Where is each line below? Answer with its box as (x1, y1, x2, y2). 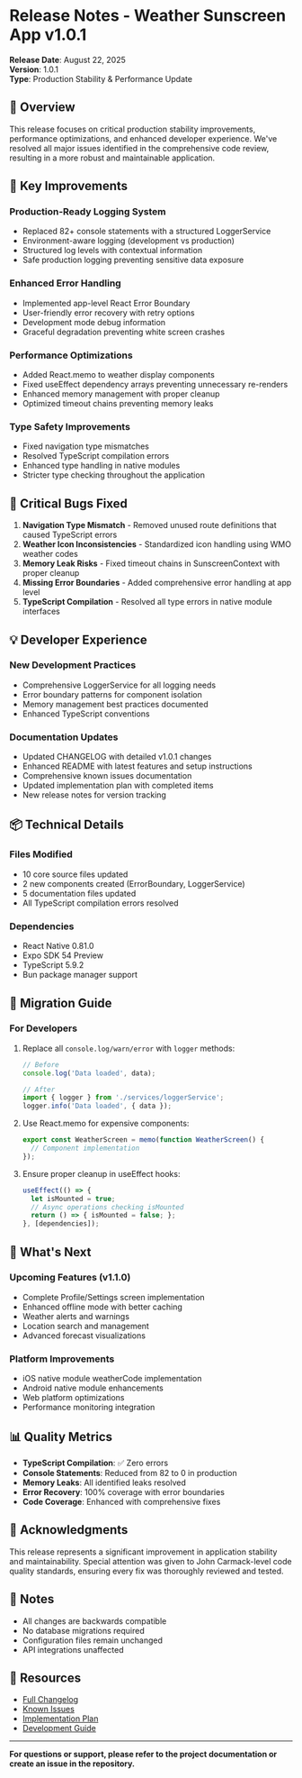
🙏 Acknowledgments (9, 1522, 129, 1537)
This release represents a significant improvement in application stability (9, 1546, 278, 1557)
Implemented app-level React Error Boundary (22, 297, 191, 308)
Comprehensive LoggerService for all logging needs (22, 679, 217, 690)
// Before (22, 1060, 60, 1069)
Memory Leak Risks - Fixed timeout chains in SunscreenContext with (22, 558, 280, 569)
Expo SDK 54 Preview (22, 950, 103, 961)
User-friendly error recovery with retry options (22, 307, 195, 318)
